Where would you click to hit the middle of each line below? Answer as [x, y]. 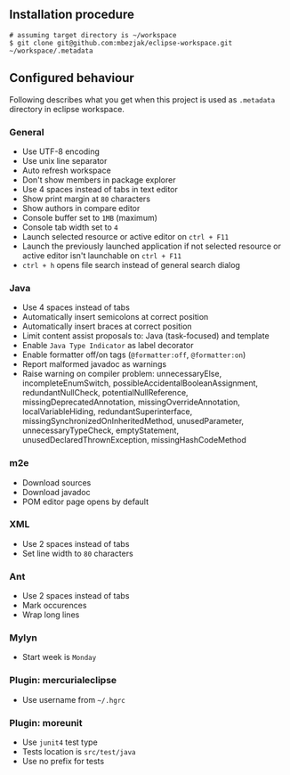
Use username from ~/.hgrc [74, 699]
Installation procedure [72, 15]
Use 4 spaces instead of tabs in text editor [100, 189]
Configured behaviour [72, 78]
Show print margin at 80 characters [86, 199]
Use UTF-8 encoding [61, 151]
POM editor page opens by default [85, 502]
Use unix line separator [64, 160]
